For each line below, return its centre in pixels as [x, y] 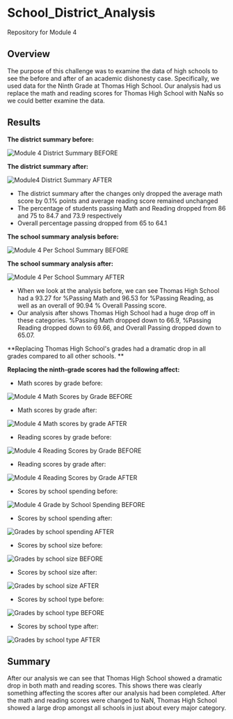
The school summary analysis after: [60, 264]
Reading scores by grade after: [62, 464]
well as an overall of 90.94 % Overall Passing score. [92, 305]
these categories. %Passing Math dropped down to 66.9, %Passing [114, 320]
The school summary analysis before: [63, 236]
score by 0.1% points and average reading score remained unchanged [118, 201]
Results [24, 122]
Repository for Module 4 [42, 32]
